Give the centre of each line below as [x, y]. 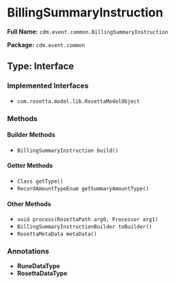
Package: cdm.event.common [46, 44]
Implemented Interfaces [48, 86]
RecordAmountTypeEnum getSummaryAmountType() [83, 189]
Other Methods [29, 204]
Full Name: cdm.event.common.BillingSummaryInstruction [88, 31]
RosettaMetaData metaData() [57, 234]
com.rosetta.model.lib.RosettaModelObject [78, 101]
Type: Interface [41, 66]
